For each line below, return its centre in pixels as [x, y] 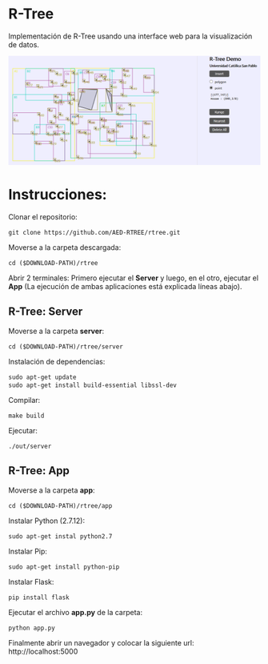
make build [26, 416]
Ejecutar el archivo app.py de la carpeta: [75, 612]
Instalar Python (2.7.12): [47, 521]
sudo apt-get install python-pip [64, 567]
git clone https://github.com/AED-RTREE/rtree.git [94, 232]
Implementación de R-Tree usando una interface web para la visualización [130, 36]
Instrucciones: [58, 195]
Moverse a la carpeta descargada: [65, 247]
